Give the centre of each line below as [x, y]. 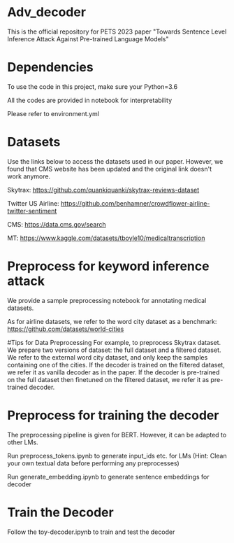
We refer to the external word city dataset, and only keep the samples [108, 357]
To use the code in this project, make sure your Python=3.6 [93, 86]
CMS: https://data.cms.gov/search [57, 224]
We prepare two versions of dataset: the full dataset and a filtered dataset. [114, 350]
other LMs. [23, 442]
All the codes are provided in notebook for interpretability [90, 100]
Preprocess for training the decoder [113, 415]
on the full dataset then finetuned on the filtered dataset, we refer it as [108, 379]
